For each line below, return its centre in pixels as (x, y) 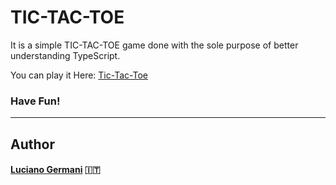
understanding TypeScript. (65, 55)
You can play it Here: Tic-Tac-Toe (79, 75)
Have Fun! (35, 101)
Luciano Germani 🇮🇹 (55, 170)
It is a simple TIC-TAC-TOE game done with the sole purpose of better (154, 45)
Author (32, 144)
